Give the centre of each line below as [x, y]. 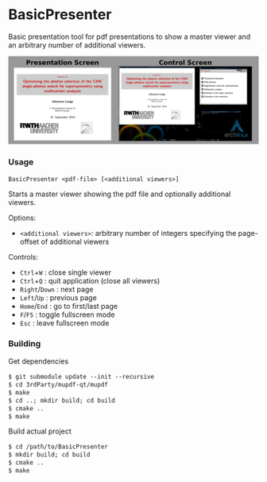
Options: [22, 218]
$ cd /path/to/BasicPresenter [58, 446]
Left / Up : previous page [58, 298]
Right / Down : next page [56, 289]
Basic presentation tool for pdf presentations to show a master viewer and [130, 37]
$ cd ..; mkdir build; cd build [62, 400]
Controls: [23, 257]
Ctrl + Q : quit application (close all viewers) [90, 281]
